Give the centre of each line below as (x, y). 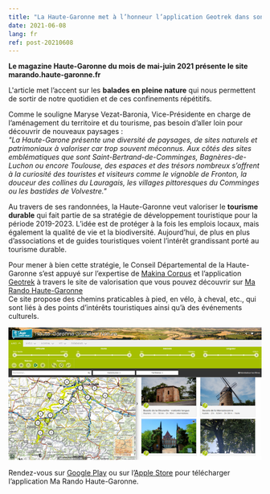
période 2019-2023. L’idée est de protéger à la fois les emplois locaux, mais (134, 224)
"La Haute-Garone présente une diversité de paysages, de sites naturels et (133, 140)
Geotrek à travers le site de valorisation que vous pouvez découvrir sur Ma (132, 282)
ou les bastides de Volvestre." (57, 191)
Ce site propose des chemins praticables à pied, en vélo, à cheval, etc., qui (133, 299)
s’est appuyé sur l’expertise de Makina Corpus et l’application (140, 274)
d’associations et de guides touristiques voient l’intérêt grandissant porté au (134, 241)
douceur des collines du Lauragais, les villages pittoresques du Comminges (134, 183)
